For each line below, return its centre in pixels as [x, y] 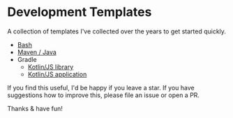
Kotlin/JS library [51, 67]
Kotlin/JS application [57, 74]
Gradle [27, 59]
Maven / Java [37, 52]
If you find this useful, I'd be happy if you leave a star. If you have [101, 87]
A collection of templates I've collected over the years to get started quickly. [117, 31]
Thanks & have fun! [35, 108]
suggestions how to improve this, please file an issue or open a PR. [104, 95]
